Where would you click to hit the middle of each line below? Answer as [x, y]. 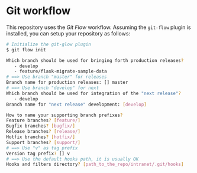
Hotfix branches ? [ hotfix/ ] [41, 137]
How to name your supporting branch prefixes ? [64, 115]
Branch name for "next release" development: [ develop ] [76, 105]
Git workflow [38, 11]
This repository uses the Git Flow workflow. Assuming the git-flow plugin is [98, 27]
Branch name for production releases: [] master [67, 83]
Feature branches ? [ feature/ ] [43, 120]
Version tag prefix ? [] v [38, 154]
